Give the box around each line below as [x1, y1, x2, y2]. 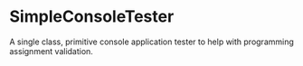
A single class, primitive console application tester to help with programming [9, 36, 294, 47]
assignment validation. [9, 45, 93, 56]
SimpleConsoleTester [9, 6, 175, 27]
